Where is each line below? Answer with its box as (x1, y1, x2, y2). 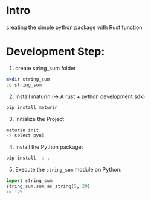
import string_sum (6, 178, 53, 184)
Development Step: (6, 45, 105, 58)
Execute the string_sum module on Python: (14, 166, 122, 173)
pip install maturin (6, 104, 59, 110)
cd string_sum (6, 82, 42, 88)
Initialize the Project (14, 115, 65, 122)
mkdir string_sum (6, 76, 50, 82)
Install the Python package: (14, 143, 83, 151)
